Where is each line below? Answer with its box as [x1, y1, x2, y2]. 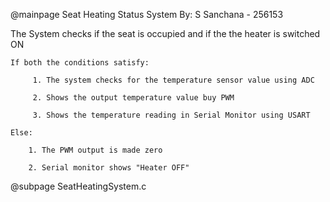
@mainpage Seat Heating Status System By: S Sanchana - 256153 [10, 9, 284, 20]
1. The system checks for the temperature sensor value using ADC [32, 75, 315, 85]
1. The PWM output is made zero [28, 145, 163, 155]
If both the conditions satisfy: [10, 58, 150, 68]
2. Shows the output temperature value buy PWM [32, 93, 235, 103]
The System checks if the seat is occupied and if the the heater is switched [10, 28, 321, 39]
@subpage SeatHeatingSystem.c [10, 180, 147, 192]
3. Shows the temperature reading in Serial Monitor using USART [32, 110, 311, 120]
